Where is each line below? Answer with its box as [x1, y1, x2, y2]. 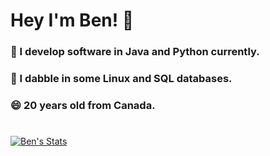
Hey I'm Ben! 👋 [10, 9, 135, 32]
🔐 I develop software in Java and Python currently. [10, 45, 260, 59]
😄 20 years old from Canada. [10, 98, 156, 112]
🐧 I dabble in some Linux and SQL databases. [10, 72, 233, 86]
